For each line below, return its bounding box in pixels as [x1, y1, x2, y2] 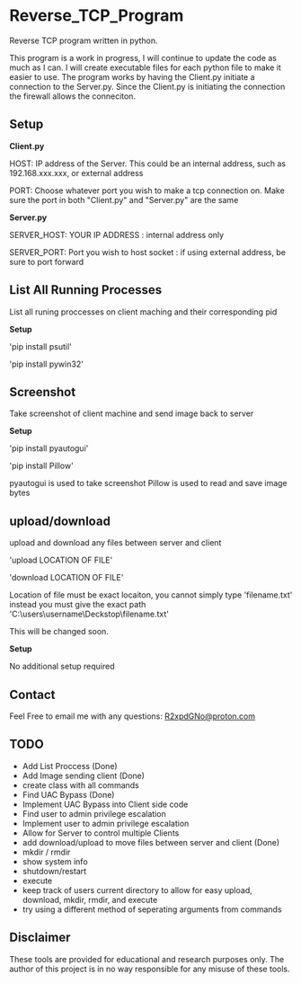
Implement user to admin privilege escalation [22, 818, 190, 828]
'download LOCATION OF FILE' [9, 572, 124, 583]
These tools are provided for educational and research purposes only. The [9, 953, 285, 964]
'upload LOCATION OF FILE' [9, 554, 113, 566]
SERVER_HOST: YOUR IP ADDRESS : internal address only [9, 229, 225, 240]
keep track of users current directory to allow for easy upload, [22, 884, 253, 895]
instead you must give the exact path [9, 599, 146, 610]
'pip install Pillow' [9, 460, 74, 472]
